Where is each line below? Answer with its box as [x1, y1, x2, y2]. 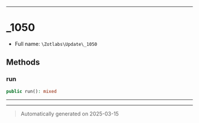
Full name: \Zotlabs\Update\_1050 [14, 40, 98, 47]
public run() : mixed [6, 88, 57, 94]
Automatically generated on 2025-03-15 [20, 110, 119, 117]
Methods [6, 57, 40, 68]
